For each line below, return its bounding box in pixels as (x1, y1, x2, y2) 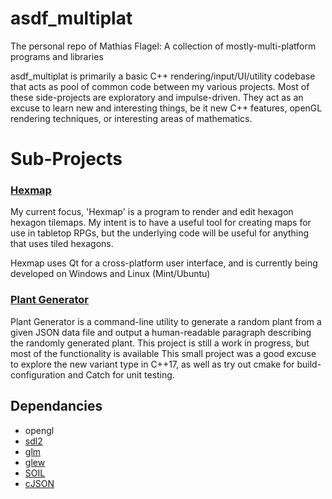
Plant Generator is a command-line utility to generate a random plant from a (10, 315, 322, 327)
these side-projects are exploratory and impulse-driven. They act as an (10, 91, 304, 103)
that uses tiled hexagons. (10, 238, 114, 250)
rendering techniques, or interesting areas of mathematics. (10, 112, 253, 124)
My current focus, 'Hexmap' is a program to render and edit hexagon (10, 206, 294, 218)
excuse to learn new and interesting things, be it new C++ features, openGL (10, 102, 323, 114)
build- (296, 358, 322, 370)
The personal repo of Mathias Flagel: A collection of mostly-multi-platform (10, 40, 317, 52)
